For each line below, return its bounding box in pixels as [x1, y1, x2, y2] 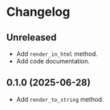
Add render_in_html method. [16, 49, 98, 58]
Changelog [6, 4, 70, 20]
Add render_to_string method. [16, 95, 104, 103]
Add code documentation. [16, 57, 90, 65]
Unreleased [6, 32, 57, 43]
